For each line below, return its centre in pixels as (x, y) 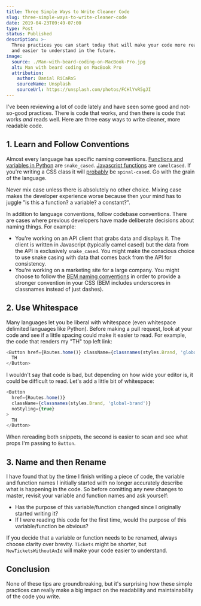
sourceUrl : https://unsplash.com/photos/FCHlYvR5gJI (84, 90)
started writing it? (36, 514)
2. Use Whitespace (42, 308)
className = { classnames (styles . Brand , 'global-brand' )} (81, 403)
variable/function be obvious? (51, 526)
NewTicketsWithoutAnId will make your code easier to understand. (87, 550)
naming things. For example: (41, 226)
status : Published (29, 34)
